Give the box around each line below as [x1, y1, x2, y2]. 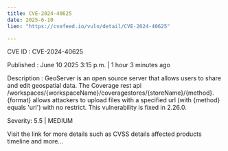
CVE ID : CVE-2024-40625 [7, 47, 84, 56]
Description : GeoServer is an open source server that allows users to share [7, 74, 222, 82]
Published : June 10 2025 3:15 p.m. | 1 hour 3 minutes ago [7, 61, 170, 69]
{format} [7, 96, 32, 104]
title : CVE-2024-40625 [7, 10, 72, 17]
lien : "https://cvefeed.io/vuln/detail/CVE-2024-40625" [7, 23, 170, 30]
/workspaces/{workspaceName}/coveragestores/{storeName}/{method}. [7, 89, 214, 97]
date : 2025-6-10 [7, 16, 54, 23]
